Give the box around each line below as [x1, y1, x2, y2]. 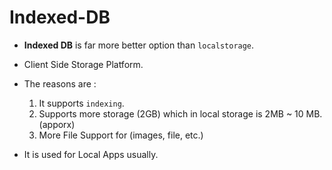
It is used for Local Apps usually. [23, 148, 159, 160]
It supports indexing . [38, 97, 125, 109]
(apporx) [38, 118, 76, 130]
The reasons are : [23, 77, 97, 90]
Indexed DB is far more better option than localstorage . [23, 39, 255, 51]
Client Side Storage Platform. [23, 58, 144, 70]
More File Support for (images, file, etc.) [38, 129, 204, 141]
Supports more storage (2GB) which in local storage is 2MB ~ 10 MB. [38, 107, 323, 120]
